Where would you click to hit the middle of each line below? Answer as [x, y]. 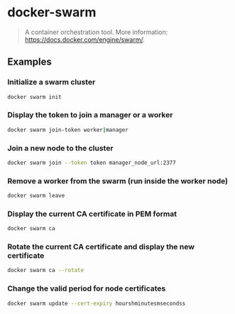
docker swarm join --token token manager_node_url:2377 [92, 163]
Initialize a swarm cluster [51, 82]
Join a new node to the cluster [60, 148]
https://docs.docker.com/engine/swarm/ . [85, 39]
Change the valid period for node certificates [87, 288]
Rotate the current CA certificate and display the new [101, 247]
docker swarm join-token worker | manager [68, 130]
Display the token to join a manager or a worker [90, 115]
